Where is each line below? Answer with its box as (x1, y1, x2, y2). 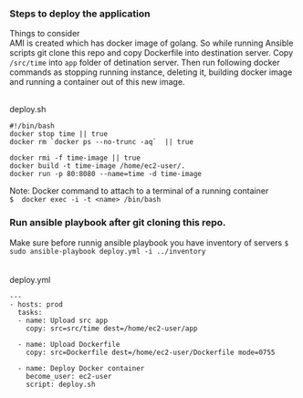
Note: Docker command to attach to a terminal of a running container (9, 185, 269, 196)
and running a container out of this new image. (9, 77, 185, 88)
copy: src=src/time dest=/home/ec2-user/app (26, 323, 198, 333)
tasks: (17, 308, 43, 317)
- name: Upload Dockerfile (17, 340, 120, 349)
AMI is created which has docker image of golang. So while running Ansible (9, 37, 294, 48)
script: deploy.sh (26, 380, 96, 389)
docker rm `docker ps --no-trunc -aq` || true (9, 138, 194, 147)
